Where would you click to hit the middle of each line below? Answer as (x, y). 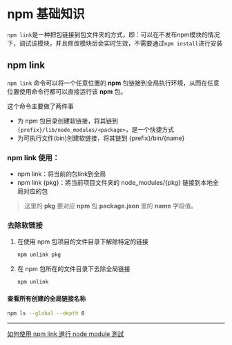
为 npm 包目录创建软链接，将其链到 (68, 121)
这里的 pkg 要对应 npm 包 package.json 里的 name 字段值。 (110, 206)
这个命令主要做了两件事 (40, 106)
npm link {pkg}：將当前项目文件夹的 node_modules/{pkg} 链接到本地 (115, 183)
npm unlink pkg (39, 255)
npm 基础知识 (46, 14)
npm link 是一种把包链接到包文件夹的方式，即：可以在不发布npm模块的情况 (114, 34)
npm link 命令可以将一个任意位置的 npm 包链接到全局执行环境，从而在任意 (113, 83)
